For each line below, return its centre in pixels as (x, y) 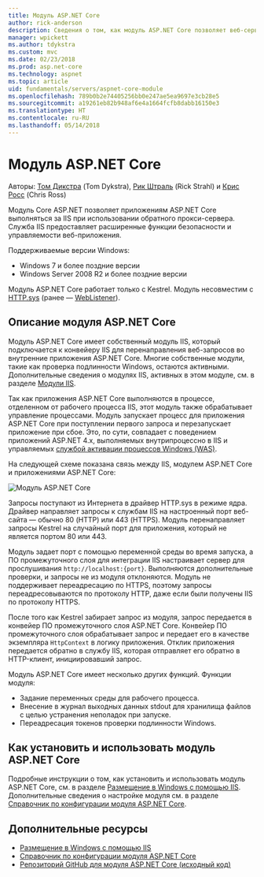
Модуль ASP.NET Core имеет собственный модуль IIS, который (115, 341)
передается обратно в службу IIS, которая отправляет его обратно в (124, 650)
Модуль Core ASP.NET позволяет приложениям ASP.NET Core (112, 210)
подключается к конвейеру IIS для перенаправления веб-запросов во (126, 349)
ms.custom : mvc (33, 52)
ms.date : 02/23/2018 (42, 60)
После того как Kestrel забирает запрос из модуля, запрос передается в (130, 617)
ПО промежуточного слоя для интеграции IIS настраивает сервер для (126, 559)
